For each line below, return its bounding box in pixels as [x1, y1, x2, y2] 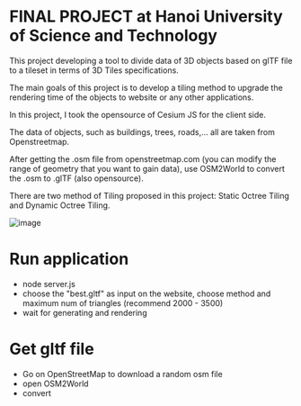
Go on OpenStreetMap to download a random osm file [22, 368, 223, 379]
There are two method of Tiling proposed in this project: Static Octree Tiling [9, 190, 290, 201]
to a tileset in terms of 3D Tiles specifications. [9, 65, 180, 76]
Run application [9, 249, 129, 269]
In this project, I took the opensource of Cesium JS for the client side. [9, 109, 267, 120]
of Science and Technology [9, 25, 218, 46]
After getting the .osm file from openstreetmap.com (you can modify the [9, 153, 277, 164]
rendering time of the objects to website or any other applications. [9, 92, 254, 103]
